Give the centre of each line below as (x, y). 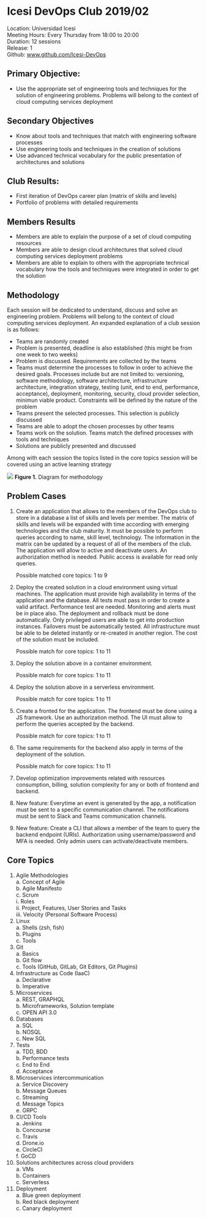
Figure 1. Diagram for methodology (59, 477)
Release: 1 (20, 48)
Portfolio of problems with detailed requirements (77, 202)
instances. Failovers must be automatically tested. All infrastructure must (108, 626)
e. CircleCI (29, 1149)
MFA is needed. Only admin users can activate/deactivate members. (102, 841)
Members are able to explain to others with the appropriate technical (102, 263)
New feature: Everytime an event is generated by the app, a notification (106, 803)
